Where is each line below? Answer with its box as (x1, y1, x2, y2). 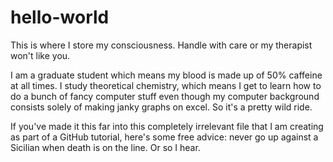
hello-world (10, 6, 110, 29)
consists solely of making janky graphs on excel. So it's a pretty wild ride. (10, 101, 313, 113)
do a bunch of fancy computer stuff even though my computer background (10, 90, 320, 102)
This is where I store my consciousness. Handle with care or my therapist (10, 39, 313, 51)
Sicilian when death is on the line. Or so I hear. (10, 141, 201, 153)
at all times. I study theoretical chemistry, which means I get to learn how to (10, 79, 322, 91)
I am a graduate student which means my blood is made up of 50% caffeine (10, 69, 323, 81)
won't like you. (10, 49, 71, 61)
